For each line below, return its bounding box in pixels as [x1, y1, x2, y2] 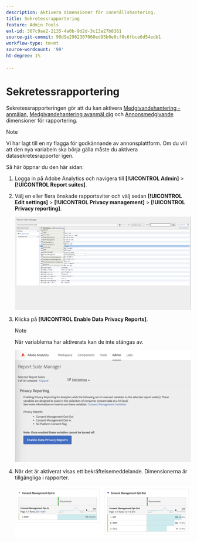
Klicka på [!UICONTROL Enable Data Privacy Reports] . [14, 316, 148, 323]
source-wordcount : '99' [6, 47, 64, 53]
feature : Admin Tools [6, 22, 59, 28]
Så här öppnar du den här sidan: [6, 163, 84, 170]
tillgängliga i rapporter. [14, 474, 69, 481]
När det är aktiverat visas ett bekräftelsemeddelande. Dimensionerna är [14, 468, 188, 475]
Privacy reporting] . [14, 205, 62, 212]
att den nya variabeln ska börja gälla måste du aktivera [6, 145, 138, 153]
